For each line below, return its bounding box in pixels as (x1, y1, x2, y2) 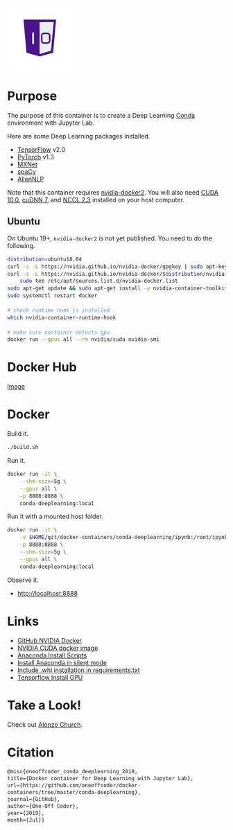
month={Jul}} (7, 817, 45, 824)
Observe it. (7, 576, 40, 584)
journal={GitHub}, (7, 796, 60, 803)
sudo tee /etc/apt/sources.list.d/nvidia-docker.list (19, 278, 178, 285)
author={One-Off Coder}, (7, 803, 79, 810)
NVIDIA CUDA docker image (17, 644, 98, 652)
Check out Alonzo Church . (7, 720, 83, 729)
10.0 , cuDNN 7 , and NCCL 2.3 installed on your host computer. (7, 195, 185, 204)
